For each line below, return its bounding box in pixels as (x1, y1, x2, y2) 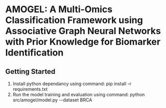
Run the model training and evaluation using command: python (12, 92, 145, 97)
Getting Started (5, 67, 56, 76)
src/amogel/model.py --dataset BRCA (12, 97, 92, 103)
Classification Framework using (5, 14, 143, 26)
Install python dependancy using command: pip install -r (12, 80, 132, 87)
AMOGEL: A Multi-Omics (5, 4, 113, 15)
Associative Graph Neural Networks (5, 25, 161, 37)
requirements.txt (12, 86, 48, 92)
